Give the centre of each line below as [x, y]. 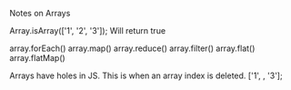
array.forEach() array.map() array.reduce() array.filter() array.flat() [132, 48]
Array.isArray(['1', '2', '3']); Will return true [88, 30]
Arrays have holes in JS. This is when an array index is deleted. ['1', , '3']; [146, 75]
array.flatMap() [37, 58]
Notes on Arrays [40, 13]
